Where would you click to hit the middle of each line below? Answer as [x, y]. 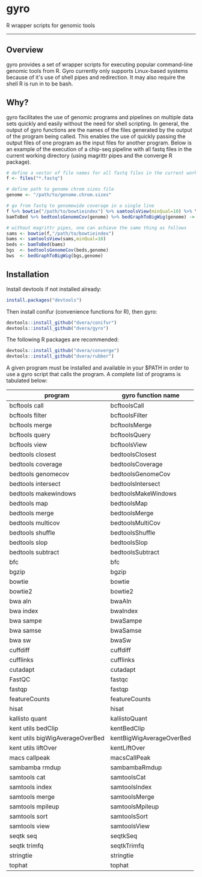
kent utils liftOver [33, 748]
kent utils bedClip [34, 728]
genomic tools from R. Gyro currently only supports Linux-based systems [97, 70]
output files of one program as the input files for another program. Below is [99, 143]
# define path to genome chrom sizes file [60, 189]
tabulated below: [27, 380]
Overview [25, 50]
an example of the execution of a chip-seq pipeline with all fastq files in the [99, 149]
